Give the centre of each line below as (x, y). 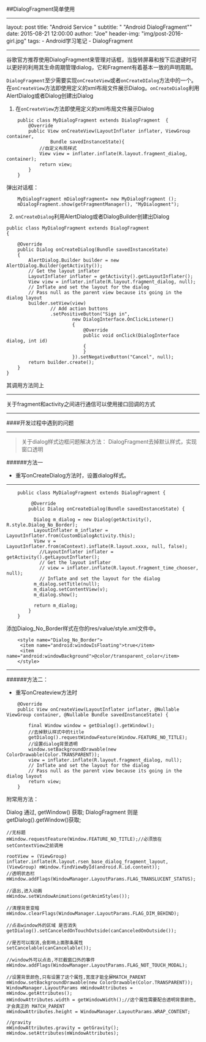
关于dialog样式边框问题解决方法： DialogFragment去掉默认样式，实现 (109, 442)
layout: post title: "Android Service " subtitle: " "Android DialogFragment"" (99, 27)
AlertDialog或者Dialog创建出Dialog (50, 96)
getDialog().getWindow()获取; (44, 820)
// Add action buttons (79, 309)
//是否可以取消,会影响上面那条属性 (45, 943)
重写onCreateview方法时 (46, 693)
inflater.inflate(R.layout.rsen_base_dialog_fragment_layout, (87, 862)
